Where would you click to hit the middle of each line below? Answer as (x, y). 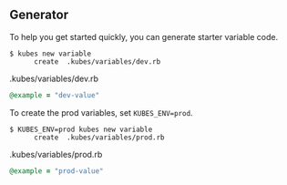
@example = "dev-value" (55, 95)
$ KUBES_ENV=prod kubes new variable (81, 129)
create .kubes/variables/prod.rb (99, 137)
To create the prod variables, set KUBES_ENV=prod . (101, 112)
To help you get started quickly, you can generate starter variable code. (144, 36)
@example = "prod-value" (56, 171)
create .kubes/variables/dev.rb (97, 62)
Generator (39, 15)
